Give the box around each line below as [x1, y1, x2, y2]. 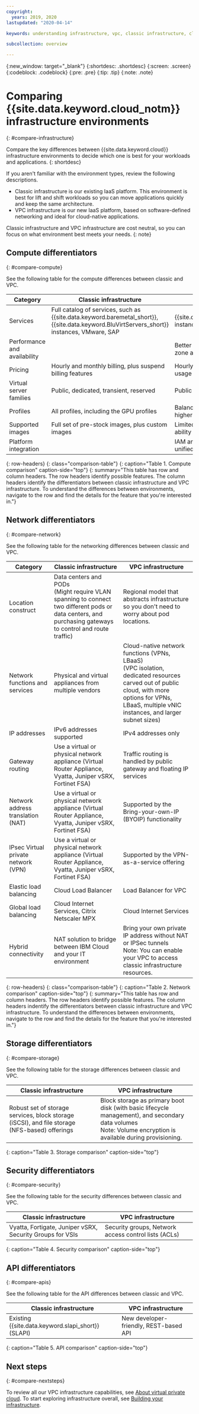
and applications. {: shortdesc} [6, 158, 82, 166]
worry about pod [123, 609, 170, 618]
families [9, 394, 31, 402]
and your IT [54, 950, 86, 958]
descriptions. [6, 176, 38, 184]
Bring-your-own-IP [123, 807, 179, 816]
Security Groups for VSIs [9, 1231, 78, 1239]
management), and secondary [100, 1111, 185, 1119]
